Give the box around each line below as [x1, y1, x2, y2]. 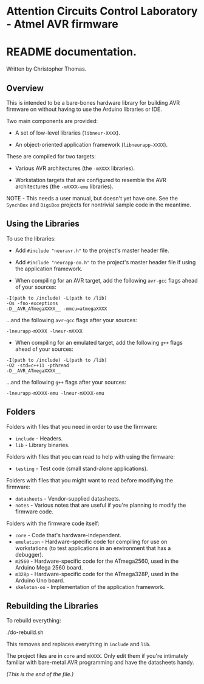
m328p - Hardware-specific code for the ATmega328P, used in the [15, 570, 179, 577]
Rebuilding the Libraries [6, 601, 99, 611]
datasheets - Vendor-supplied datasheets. [15, 495, 121, 502]
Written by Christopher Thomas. [6, 65, 87, 72]
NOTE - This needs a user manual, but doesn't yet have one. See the [6, 194, 178, 202]
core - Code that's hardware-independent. [15, 531, 121, 538]
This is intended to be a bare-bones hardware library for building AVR [6, 99, 180, 106]
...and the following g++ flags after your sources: [6, 378, 126, 386]
